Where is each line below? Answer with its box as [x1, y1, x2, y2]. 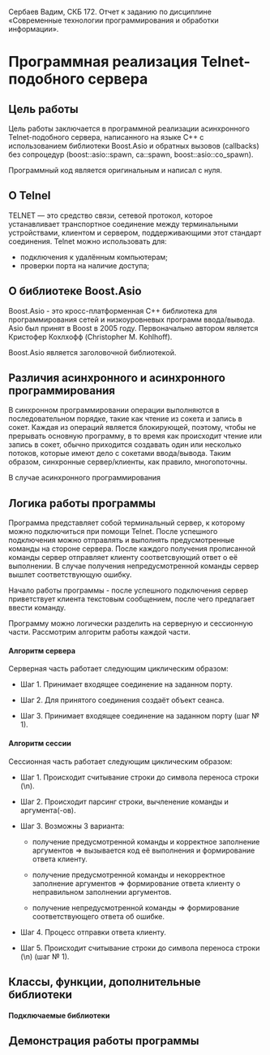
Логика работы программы [8, 496, 156, 510]
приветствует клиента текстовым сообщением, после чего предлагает [8, 594, 255, 604]
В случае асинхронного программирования [8, 473, 161, 483]
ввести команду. [8, 603, 66, 613]
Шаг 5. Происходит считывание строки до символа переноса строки [19, 943, 260, 953]
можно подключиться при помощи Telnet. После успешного [8, 527, 218, 536]
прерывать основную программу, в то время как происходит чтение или [8, 431, 262, 441]
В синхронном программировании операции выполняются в [8, 406, 221, 415]
